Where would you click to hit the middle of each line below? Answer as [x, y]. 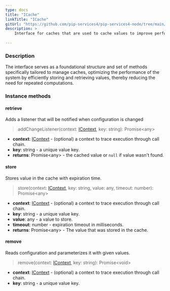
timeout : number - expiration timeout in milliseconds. [68, 224]
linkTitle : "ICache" [27, 19]
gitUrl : [13, 24]
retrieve [14, 108]
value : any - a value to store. [42, 219]
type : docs [17, 10]
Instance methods [28, 96]
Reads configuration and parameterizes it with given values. [68, 253]
